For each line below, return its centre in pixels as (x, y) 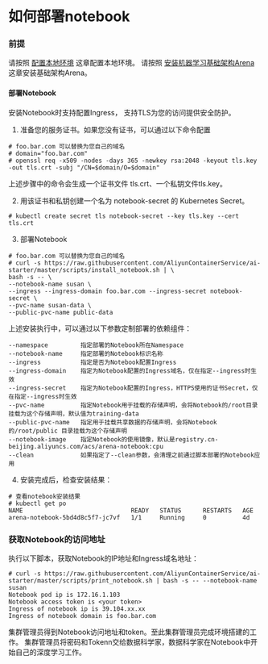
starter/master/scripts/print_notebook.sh (80, 580)
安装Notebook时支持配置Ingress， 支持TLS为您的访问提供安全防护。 (122, 112)
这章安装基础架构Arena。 (50, 73)
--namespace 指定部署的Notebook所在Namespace (96, 345)
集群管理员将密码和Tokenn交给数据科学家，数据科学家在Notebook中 (137, 641)
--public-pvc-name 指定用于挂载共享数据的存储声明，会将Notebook (113, 422)
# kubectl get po (37, 503)
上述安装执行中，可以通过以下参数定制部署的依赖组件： (100, 328)
